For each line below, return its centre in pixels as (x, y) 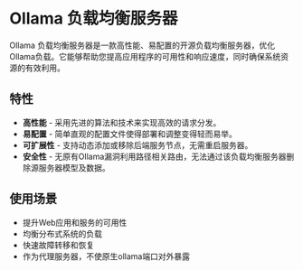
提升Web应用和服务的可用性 (75, 222)
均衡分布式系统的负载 (62, 233)
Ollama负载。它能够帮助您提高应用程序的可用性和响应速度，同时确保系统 (145, 56)
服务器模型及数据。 (74, 167)
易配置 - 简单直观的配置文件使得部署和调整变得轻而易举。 (130, 134)
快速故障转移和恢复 (58, 245)
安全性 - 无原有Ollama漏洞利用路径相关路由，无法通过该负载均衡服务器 (154, 156)
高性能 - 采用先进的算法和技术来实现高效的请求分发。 (122, 122)
